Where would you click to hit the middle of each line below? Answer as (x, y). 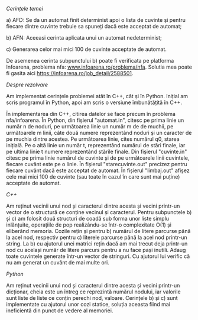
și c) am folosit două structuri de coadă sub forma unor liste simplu (88, 219)
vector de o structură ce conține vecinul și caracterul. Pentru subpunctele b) (99, 212)
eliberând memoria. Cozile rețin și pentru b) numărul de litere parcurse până (98, 231)
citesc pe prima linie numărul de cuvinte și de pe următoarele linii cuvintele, (98, 158)
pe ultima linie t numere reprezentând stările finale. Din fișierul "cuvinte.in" (97, 151)
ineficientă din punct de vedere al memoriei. (60, 311)
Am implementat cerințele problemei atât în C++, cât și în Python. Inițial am (97, 96)
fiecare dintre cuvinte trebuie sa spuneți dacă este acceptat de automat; (94, 26)
